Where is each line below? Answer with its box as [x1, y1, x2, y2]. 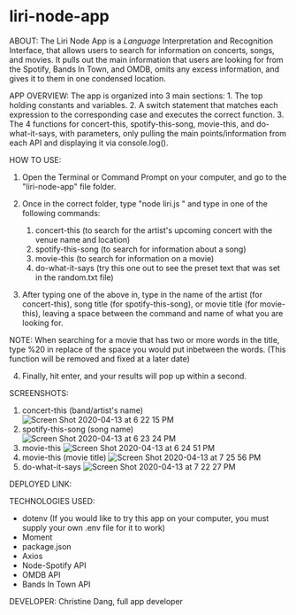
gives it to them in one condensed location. [9, 73, 166, 83]
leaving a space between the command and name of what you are [42, 307, 284, 318]
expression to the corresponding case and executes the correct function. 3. [9, 109, 285, 120]
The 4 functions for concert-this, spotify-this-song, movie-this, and [9, 118, 254, 129]
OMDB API [21, 569, 61, 580]
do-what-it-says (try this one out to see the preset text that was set [34, 262, 281, 273]
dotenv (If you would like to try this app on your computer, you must [21, 512, 269, 524]
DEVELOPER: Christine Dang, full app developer [9, 596, 184, 606]
